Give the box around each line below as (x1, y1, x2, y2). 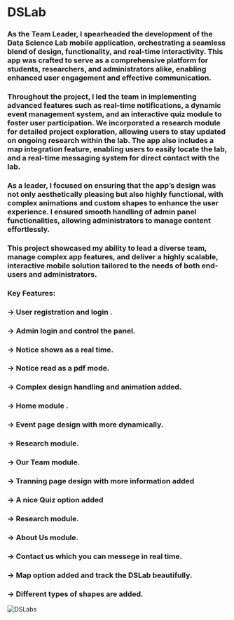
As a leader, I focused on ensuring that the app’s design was (7, 180, 216, 190)
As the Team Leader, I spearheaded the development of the (7, 29, 213, 39)
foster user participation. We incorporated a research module (7, 118, 221, 128)
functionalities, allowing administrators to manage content (7, 215, 212, 225)
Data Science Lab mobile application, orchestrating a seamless (7, 38, 226, 48)
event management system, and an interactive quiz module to (7, 109, 222, 119)
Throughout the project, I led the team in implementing (7, 92, 198, 102)
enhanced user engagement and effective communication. (7, 73, 212, 83)
